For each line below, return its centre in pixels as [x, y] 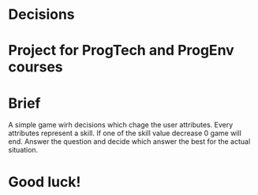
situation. [23, 150]
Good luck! [45, 182]
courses [36, 67]
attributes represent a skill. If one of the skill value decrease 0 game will [125, 133]
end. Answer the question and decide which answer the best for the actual [129, 142]
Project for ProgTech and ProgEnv [121, 51]
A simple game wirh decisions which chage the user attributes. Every [121, 125]
